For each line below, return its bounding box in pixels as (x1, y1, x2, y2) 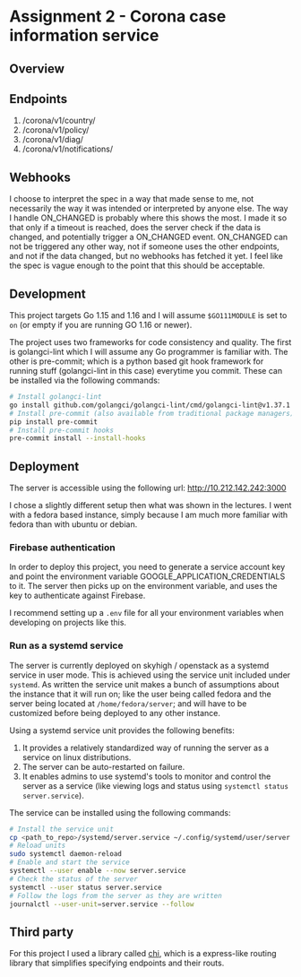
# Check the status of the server (9, 874, 139, 884)
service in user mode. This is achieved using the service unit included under (9, 670, 291, 680)
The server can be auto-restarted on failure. (21, 761, 185, 772)
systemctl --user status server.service (9, 883, 163, 892)
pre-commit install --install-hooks (9, 434, 146, 443)
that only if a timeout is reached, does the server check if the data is (9, 222, 262, 233)
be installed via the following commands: (9, 375, 160, 386)
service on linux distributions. (21, 751, 132, 763)
